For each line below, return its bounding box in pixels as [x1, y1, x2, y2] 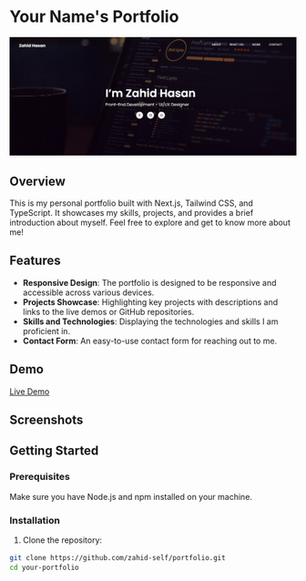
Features [9, 253, 61, 269]
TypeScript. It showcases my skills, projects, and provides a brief [9, 207, 254, 218]
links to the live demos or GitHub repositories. [22, 306, 195, 317]
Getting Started [9, 443, 99, 459]
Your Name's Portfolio [9, 6, 179, 27]
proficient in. [22, 325, 71, 336]
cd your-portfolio [9, 563, 79, 572]
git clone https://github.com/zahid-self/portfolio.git [9, 553, 226, 562]
